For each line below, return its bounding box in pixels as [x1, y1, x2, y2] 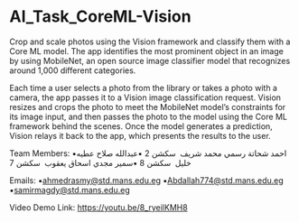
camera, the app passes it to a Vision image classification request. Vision [9, 92, 282, 103]
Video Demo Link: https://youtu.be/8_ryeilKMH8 [9, 201, 188, 213]
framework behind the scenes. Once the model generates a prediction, [9, 120, 273, 132]
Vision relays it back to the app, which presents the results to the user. [9, 130, 271, 141]
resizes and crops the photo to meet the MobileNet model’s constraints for [9, 101, 286, 112]
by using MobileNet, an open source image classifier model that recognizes [9, 55, 291, 66]
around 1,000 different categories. [9, 65, 136, 76]
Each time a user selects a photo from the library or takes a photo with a [9, 82, 278, 93]
